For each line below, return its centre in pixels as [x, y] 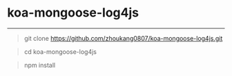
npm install [40, 65]
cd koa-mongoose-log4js [60, 51]
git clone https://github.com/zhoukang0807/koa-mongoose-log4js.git [123, 38]
